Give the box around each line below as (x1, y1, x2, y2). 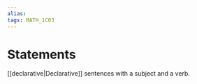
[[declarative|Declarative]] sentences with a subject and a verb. (7, 69, 191, 78)
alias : (7, 10, 27, 17)
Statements (7, 47, 77, 62)
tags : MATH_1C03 (7, 17, 54, 24)
